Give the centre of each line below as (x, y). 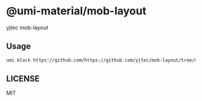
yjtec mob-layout (27, 27)
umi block (19, 60)
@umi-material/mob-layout (76, 11)
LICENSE (23, 79)
